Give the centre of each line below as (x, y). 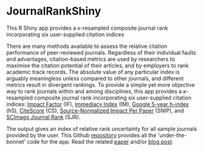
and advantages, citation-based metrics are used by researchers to (91, 59)
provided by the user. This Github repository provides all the (81, 135)
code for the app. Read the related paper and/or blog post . (100, 141)
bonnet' (16, 141)
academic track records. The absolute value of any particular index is (93, 72)
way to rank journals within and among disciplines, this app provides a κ (96, 91)
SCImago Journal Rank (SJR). (43, 117)
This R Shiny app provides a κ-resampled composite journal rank (87, 28)
